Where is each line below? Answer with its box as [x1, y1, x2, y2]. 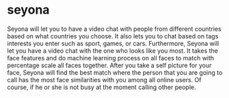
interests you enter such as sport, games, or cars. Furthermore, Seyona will [7, 39, 219, 47]
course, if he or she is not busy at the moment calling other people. [7, 83, 196, 91]
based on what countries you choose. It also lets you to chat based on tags [7, 32, 219, 40]
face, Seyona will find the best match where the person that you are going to [7, 68, 223, 77]
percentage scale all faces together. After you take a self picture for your [7, 61, 212, 69]
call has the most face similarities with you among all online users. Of [7, 75, 202, 84]
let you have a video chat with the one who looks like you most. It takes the [7, 47, 219, 55]
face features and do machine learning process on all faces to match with [7, 53, 215, 62]
